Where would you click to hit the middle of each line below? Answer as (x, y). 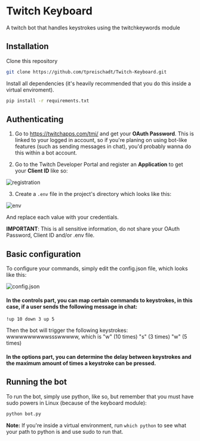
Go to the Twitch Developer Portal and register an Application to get (99, 164)
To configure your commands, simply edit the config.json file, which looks (97, 268)
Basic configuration (44, 254)
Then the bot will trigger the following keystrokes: (67, 330)
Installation (27, 46)
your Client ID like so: (41, 171)
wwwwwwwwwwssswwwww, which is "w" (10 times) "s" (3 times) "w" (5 (97, 337)
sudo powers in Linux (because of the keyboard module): (77, 403)
